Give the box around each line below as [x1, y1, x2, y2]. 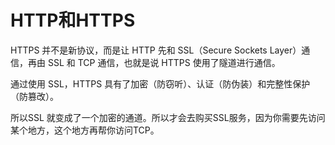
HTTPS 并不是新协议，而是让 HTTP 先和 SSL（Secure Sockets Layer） [10, 44, 302, 56]
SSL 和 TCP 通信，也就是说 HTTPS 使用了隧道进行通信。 [47, 56, 281, 68]
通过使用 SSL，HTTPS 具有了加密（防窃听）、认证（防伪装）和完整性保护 [10, 77, 311, 90]
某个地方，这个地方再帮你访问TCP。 [10, 124, 160, 136]
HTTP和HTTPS [10, 9, 136, 32]
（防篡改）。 [10, 90, 59, 102]
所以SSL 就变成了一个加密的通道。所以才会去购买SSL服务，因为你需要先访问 [10, 111, 326, 123]
